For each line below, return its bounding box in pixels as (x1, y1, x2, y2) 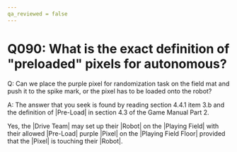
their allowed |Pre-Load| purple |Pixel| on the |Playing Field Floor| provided (7, 129, 226, 138)
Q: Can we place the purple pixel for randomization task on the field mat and (7, 79, 230, 88)
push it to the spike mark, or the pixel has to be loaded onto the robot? (7, 86, 212, 95)
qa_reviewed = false (7, 10, 69, 18)
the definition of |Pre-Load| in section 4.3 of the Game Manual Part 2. (7, 107, 210, 117)
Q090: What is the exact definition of (7, 40, 230, 57)
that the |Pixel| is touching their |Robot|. (7, 136, 123, 145)
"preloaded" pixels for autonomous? (7, 56, 228, 71)
